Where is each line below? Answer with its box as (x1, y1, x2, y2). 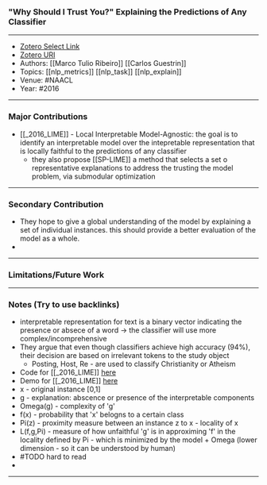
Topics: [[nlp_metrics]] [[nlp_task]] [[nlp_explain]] (19, 67, 182, 77)
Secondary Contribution (8, 198, 104, 210)
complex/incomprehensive (19, 334, 107, 344)
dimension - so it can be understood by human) (19, 444, 176, 453)
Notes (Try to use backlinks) (8, 299, 120, 310)
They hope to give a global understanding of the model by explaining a (19, 217, 252, 226)
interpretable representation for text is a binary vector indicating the (19, 317, 242, 327)
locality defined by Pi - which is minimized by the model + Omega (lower (19, 435, 258, 445)
